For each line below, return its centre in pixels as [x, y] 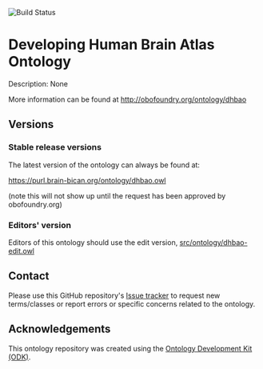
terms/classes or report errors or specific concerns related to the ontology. [132, 303]
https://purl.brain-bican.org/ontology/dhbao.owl [87, 180]
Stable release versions [55, 147]
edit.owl [21, 251]
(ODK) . [20, 357]
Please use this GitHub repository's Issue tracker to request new [114, 295]
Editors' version [40, 225]
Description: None [38, 83]
